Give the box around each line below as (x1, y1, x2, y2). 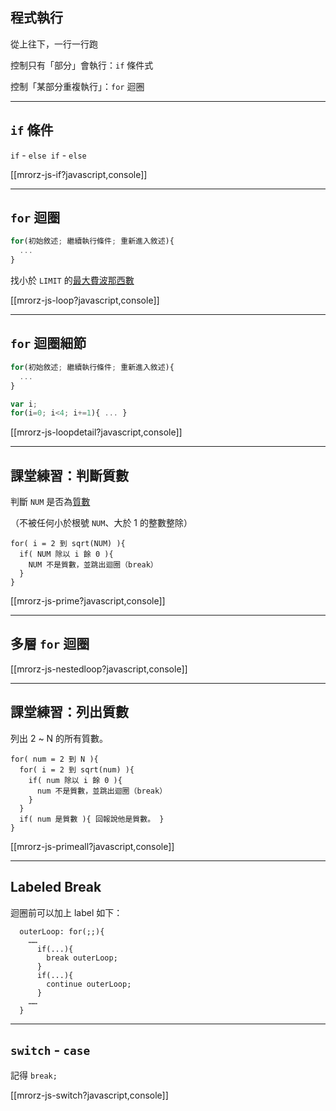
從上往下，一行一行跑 (10, 38, 98, 50)
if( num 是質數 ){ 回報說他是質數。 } (19, 814, 165, 824)
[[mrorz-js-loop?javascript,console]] (10, 294, 160, 307)
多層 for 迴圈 (10, 636, 90, 653)
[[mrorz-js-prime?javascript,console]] (10, 595, 166, 607)
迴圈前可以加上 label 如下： (10, 906, 123, 918)
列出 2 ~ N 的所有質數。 (10, 732, 109, 744)
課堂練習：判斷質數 (10, 467, 129, 484)
